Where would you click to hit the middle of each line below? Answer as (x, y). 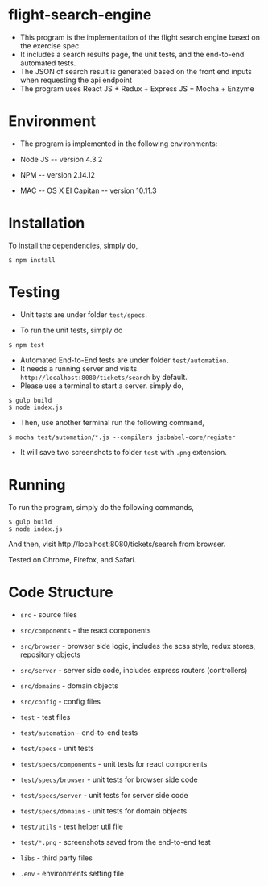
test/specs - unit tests (57, 748)
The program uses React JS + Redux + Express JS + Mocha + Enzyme (137, 88)
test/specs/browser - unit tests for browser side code (109, 779)
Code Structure (61, 592)
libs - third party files (56, 858)
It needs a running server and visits (78, 368)
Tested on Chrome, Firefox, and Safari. (72, 559)
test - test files (45, 717)
